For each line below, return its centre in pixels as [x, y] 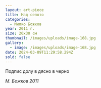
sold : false [18, 57]
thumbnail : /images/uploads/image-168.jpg [50, 38]
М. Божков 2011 [22, 81]
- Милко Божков [26, 24]
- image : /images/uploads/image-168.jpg [53, 48]
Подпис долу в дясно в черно [37, 71]
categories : [18, 19]
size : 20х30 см [21, 33]
